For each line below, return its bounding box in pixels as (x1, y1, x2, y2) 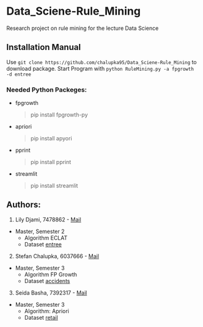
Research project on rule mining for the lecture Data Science (6, 24, 159, 32)
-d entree (6, 71, 32, 77)
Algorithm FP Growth (24, 270, 78, 278)
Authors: (6, 199, 41, 210)
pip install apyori (30, 135, 72, 142)
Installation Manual (6, 42, 81, 52)
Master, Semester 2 (15, 228, 65, 235)
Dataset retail (24, 314, 58, 321)
